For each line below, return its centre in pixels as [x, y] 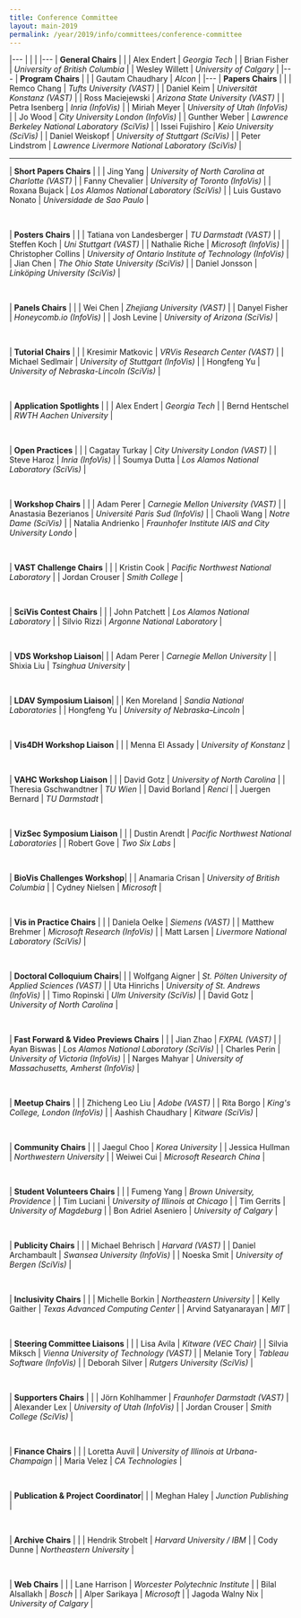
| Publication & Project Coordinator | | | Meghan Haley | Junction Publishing [149, 1496]
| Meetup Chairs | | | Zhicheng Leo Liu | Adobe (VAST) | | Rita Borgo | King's [150, 1103]
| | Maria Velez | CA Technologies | [118, 1461]
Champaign [31, 1461]
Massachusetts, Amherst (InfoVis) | [75, 1068]
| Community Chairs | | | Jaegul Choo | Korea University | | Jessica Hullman [150, 1148]
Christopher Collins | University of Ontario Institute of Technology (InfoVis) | [149, 254]
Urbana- [241, 1452]
